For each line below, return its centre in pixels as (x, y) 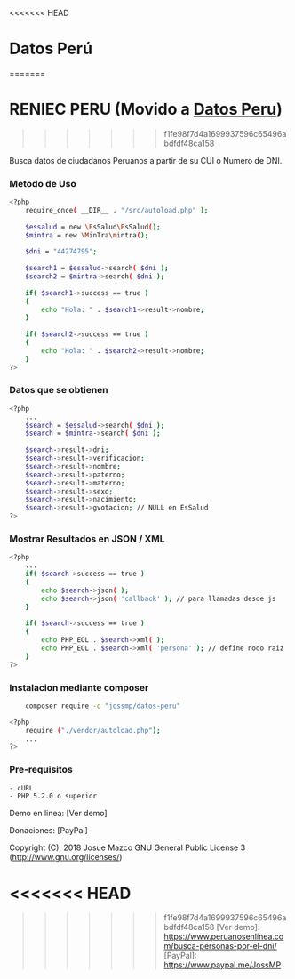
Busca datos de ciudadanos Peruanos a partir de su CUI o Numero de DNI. (146, 160)
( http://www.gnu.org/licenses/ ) (66, 857)
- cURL (21, 788)
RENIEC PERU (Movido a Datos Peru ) (146, 109)
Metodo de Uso (43, 183)
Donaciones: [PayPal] (49, 831)
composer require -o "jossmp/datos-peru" (103, 706)
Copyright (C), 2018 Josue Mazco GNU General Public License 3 (128, 847)
